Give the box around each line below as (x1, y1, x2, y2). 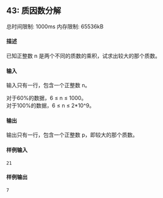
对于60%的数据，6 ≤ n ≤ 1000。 (6, 94, 87, 102)
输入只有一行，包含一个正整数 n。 (6, 82, 91, 89)
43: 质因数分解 (6, 5, 62, 16)
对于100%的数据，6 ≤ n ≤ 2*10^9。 (6, 102, 95, 110)
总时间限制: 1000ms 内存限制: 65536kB (6, 23, 104, 30)
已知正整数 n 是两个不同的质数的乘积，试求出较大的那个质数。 (6, 52, 161, 60)
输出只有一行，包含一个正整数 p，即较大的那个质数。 (6, 131, 138, 138)
